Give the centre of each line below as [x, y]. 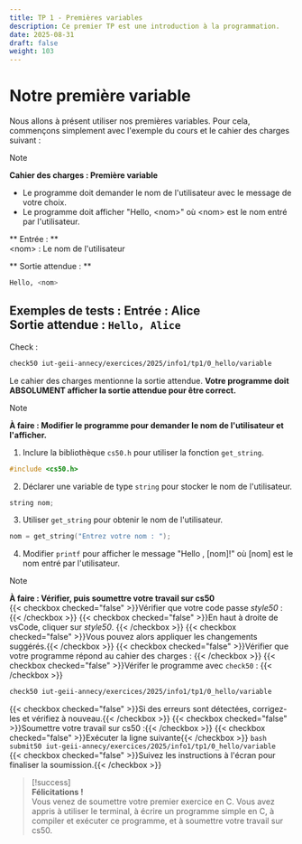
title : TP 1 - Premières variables [76, 18]
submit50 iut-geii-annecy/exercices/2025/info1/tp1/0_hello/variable [143, 746]
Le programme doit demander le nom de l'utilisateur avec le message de [157, 193]
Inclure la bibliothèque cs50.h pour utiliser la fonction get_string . [143, 452]
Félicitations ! [57, 792]
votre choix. [45, 202]
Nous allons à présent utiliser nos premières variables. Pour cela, [130, 121]
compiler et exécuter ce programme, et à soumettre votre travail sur [157, 821]
